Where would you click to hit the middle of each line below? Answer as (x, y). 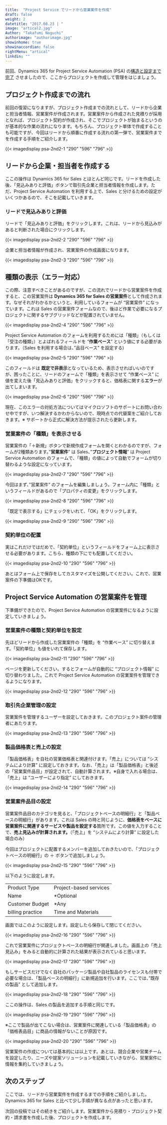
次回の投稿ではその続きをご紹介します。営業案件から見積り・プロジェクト (82, 1111)
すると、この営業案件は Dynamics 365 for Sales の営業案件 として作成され (82, 296)
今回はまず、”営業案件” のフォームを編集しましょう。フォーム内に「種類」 (81, 485)
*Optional (66, 896)
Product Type (23, 888)
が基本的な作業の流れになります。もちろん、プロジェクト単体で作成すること (83, 126)
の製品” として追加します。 (33, 984)
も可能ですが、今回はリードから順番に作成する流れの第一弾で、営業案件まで (84, 132)
